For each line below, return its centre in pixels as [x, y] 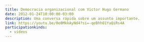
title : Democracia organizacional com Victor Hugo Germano [67, 9]
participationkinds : [26, 28]
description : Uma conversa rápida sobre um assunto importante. [72, 18]
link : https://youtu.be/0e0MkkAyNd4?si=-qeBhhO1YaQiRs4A [65, 23]
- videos [18, 32]
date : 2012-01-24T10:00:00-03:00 [39, 14]
